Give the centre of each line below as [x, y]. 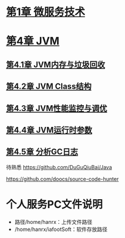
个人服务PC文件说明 [54, 204]
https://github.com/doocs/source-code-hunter [62, 179]
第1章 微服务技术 [45, 12]
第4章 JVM [33, 41]
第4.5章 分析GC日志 [42, 152]
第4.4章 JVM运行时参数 [49, 130]
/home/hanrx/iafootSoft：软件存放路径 [61, 229]
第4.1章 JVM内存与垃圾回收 [56, 64]
